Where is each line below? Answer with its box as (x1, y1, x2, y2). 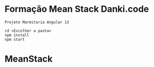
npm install (4, 33, 29, 37)
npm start (4, 37, 25, 42)
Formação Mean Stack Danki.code (4, 3, 149, 15)
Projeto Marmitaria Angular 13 (4, 20, 69, 25)
